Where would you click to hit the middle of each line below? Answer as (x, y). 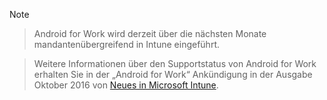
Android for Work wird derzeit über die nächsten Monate (150, 33)
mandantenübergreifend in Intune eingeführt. (126, 44)
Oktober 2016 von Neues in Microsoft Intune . (126, 85)
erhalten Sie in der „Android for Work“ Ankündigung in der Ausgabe (173, 74)
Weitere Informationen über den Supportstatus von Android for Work (175, 63)
